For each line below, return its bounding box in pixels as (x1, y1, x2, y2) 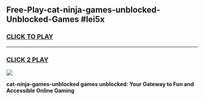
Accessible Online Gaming (6, 87, 75, 94)
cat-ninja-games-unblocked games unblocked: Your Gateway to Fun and (6, 80, 194, 87)
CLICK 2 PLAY (6, 55, 49, 64)
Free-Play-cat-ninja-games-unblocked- (6, 5, 161, 15)
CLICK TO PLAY (6, 33, 53, 41)
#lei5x (81, 15, 105, 25)
